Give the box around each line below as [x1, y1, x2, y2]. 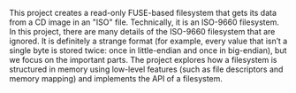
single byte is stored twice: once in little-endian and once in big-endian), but [9, 45, 287, 56]
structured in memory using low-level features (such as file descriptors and [9, 64, 284, 74]
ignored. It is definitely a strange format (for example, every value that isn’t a [9, 35, 288, 46]
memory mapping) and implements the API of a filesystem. [9, 74, 224, 83]
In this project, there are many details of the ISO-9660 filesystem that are [9, 27, 276, 36]
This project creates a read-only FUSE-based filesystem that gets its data [9, 8, 277, 18]
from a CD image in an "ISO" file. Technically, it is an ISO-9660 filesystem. [9, 17, 280, 27]
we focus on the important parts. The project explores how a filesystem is [9, 55, 277, 65]
